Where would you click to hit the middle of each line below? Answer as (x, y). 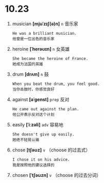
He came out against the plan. (46, 109)
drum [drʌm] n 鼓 (30, 74)
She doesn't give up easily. (43, 134)
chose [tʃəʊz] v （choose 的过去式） (51, 150)
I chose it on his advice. (41, 159)
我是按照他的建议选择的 (33, 165)
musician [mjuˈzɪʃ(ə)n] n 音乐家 (45, 24)
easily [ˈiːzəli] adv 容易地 (38, 124)
